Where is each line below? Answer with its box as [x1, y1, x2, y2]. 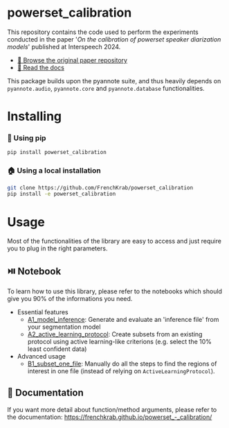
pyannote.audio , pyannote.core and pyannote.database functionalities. [7, 84, 205, 92]
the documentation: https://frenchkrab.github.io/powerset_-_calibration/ [7, 413, 212, 421]
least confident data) [27, 345, 87, 353]
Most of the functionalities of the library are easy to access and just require [7, 237, 221, 246]
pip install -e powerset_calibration [7, 191, 116, 198]
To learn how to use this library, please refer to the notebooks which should [7, 287, 223, 296]
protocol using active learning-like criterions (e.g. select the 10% [27, 338, 212, 346]
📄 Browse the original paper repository [17, 55, 128, 64]
